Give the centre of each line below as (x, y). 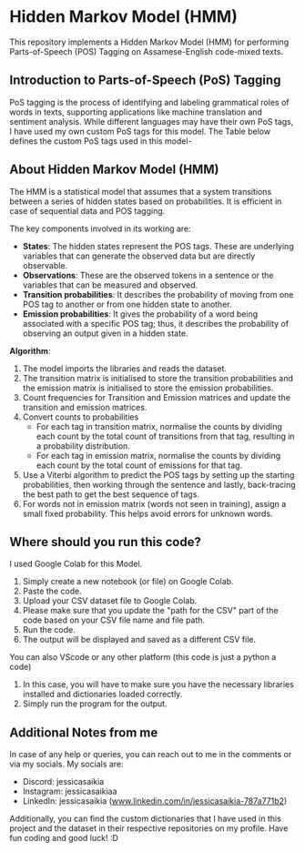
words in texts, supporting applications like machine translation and (136, 112)
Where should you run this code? (106, 542)
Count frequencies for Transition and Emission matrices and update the (157, 397)
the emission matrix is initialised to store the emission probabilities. (148, 388)
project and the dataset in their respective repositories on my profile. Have (149, 828)
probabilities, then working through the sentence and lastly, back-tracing (159, 484)
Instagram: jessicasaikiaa (70, 791)
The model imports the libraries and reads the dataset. (125, 368)
